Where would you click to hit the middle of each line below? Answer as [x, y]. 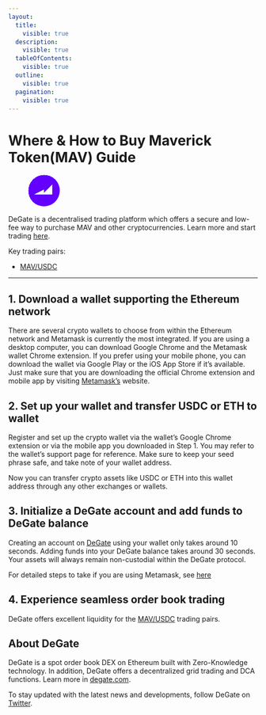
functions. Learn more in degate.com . [70, 679]
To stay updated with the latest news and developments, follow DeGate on [129, 695]
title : [26, 25]
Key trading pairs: [37, 251]
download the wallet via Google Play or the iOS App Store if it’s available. [127, 364]
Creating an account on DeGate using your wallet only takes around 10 [123, 542]
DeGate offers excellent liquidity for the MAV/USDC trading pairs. [114, 618]
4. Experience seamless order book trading [117, 600]
